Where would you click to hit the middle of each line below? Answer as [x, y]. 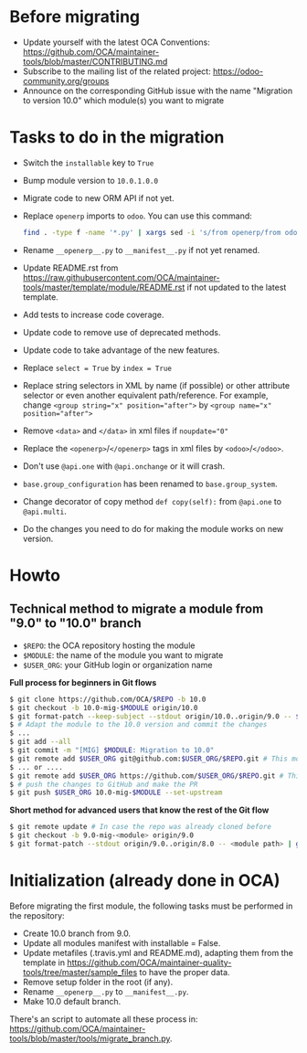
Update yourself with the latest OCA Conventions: [116, 42]
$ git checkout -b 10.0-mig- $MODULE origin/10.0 [104, 707]
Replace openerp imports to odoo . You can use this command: [138, 216]
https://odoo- [238, 71]
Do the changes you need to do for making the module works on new [153, 528]
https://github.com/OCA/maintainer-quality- [149, 963]
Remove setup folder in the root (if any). [98, 982]
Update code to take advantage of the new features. [121, 350]
